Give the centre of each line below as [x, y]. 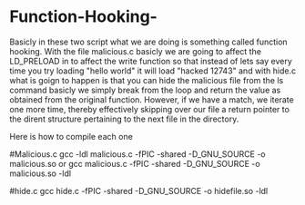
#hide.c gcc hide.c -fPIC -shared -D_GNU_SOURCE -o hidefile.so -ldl [139, 190]
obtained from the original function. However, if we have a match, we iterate [152, 99]
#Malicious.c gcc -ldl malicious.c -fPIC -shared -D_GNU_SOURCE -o [137, 154]
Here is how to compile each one [71, 136]
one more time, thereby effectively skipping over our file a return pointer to [149, 109]
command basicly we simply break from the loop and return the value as [145, 90]
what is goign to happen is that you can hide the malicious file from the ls [147, 80]
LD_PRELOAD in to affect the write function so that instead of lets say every [151, 61]
